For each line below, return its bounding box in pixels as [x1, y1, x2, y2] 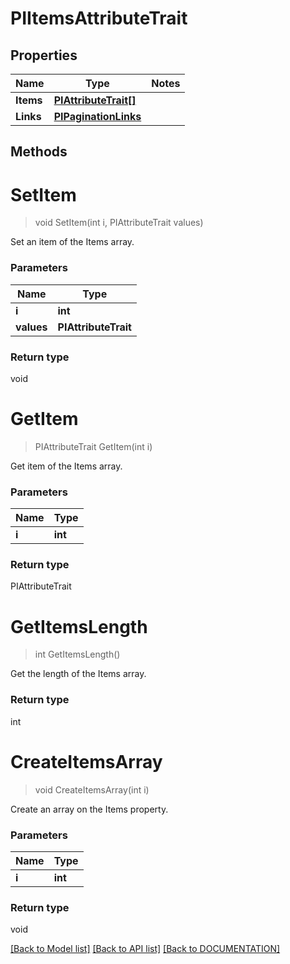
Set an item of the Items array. [10, 236, 135, 248]
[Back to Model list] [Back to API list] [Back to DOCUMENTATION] [10, 943, 281, 955]
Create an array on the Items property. [10, 803, 169, 815]
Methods [10, 143, 68, 161]
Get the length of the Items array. [10, 668, 147, 680]
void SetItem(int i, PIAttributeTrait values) [34, 217, 204, 229]
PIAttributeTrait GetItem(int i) [34, 440, 153, 452]
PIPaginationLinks [53, 110, 142, 123]
